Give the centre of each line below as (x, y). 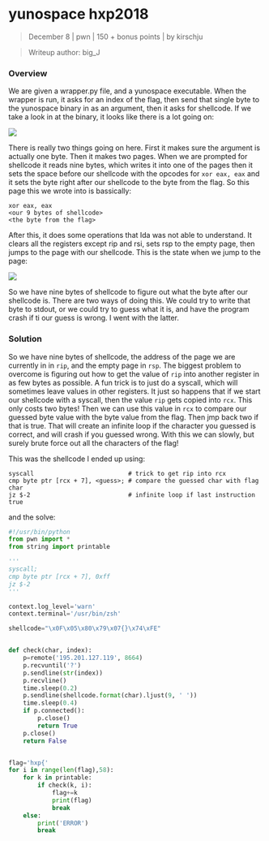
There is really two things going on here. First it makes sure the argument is (134, 148)
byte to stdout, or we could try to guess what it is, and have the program (129, 309)
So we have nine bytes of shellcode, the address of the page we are (122, 356)
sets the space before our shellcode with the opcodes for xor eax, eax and (134, 174)
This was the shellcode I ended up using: (77, 459)
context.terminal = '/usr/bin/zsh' (65, 614)
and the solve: (32, 517)
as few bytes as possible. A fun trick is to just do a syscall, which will (123, 382)
